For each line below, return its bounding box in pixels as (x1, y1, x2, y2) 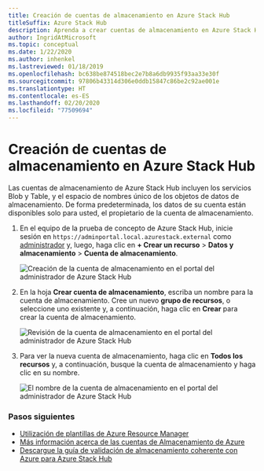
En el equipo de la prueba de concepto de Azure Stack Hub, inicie (19, 223, 233, 233)
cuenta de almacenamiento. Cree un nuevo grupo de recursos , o (19, 296, 231, 305)
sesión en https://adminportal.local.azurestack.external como (19, 231, 232, 241)
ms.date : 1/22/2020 (8, 48, 72, 56)
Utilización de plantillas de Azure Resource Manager (19, 429, 189, 439)
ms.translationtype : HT (8, 84, 86, 93)
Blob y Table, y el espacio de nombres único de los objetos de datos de (8, 191, 240, 201)
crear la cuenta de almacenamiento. (19, 312, 136, 322)
